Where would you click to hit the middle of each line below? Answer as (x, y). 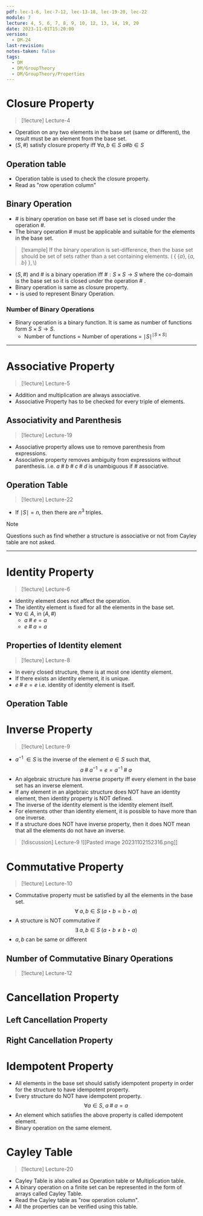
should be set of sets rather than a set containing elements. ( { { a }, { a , (108, 256)
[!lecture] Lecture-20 (47, 1169)
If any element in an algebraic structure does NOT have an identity (98, 792)
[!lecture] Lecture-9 (46, 747)
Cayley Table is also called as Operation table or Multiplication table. (100, 1180)
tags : (13, 57)
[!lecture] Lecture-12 (47, 973)
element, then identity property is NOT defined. (74, 798)
